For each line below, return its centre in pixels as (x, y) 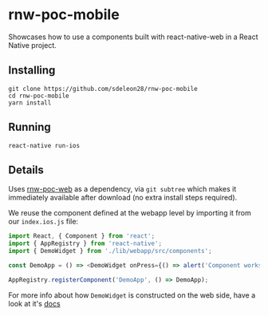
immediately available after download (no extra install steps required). (123, 198)
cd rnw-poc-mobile (39, 96)
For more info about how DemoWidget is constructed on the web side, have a (132, 295)
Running (30, 127)
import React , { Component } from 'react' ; (82, 236)
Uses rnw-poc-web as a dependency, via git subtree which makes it (122, 189)
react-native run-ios (44, 145)
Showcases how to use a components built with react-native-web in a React (133, 37)
